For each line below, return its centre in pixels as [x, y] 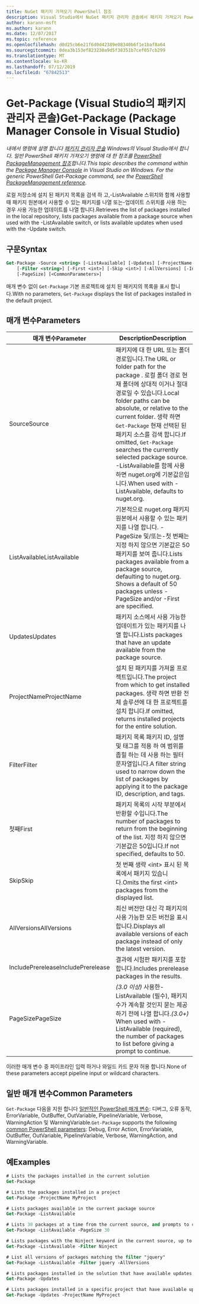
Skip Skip [21, 880]
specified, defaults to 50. [150, 854]
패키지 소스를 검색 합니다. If [151, 435]
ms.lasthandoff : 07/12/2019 [41, 67]
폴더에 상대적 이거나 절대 [155, 384]
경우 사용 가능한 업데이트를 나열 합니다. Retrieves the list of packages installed [98, 210]
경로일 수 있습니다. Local [147, 393]
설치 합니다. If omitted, [145, 711]
